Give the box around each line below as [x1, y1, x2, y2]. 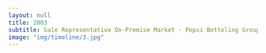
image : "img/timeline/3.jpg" [8, 33, 104, 41]
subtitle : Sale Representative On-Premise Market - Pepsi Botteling [8, 26, 239, 34]
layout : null [8, 11, 51, 19]
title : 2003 [8, 19, 47, 26]
